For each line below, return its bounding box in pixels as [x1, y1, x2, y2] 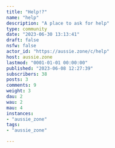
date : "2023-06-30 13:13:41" [6, 32, 80, 38]
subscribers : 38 [6, 71, 47, 77]
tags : [6, 122, 20, 128]
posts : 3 [6, 76, 28, 82]
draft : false [6, 37, 39, 43]
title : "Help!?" [6, 8, 47, 15]
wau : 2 [6, 99, 23, 105]
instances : [6, 110, 34, 116]
